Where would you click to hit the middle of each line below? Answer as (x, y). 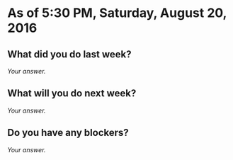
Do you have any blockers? (68, 133)
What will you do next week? (72, 93)
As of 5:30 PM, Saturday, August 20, (117, 13)
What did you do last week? (69, 54)
